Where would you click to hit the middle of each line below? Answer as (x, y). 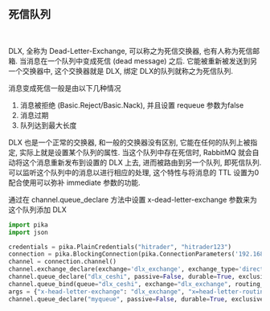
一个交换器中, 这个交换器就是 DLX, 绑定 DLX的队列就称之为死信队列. (121, 71)
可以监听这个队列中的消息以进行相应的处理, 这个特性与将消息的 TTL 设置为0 (134, 172)
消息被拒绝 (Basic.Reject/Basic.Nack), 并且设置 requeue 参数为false (132, 105)
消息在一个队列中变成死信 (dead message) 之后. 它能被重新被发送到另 (142, 61)
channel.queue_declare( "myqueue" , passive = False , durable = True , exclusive (136, 299)
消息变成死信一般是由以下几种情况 (65, 88)
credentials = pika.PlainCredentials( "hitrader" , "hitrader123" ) (120, 247)
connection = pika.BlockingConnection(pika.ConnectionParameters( (122, 254)
